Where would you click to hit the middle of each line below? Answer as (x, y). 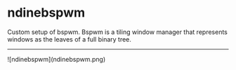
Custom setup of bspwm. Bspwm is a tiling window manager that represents (118, 32)
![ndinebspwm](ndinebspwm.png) (57, 59)
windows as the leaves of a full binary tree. (70, 39)
